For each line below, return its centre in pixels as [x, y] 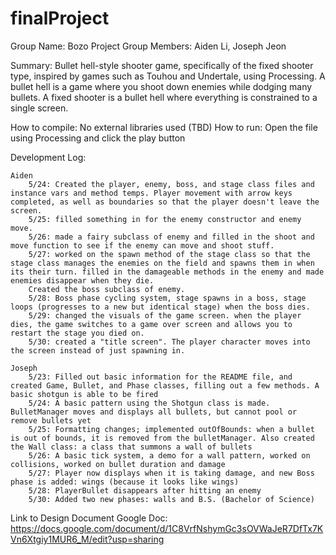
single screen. [39, 108]
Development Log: [48, 157]
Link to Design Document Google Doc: [89, 518]
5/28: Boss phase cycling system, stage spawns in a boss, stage [167, 298]
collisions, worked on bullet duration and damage [118, 464]
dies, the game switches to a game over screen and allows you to [151, 324]
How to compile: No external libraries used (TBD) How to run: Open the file [164, 127]
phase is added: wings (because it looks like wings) [125, 482]
